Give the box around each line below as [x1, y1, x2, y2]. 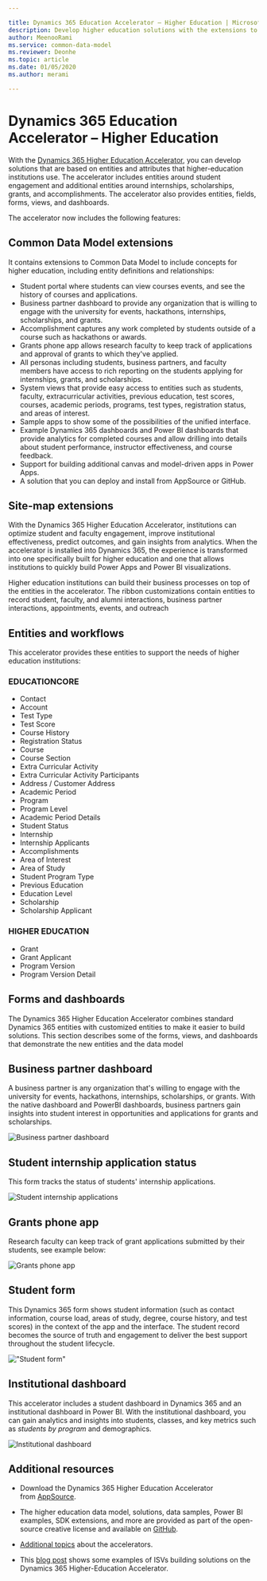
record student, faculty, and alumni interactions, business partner [8, 595, 222, 604]
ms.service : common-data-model [8, 41, 112, 49]
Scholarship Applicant [19, 906, 92, 915]
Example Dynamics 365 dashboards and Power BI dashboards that [19, 425, 239, 435]
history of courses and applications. [19, 289, 137, 299]
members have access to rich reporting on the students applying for [19, 366, 243, 376]
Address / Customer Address [19, 779, 115, 789]
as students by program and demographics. [8, 1424, 153, 1434]
